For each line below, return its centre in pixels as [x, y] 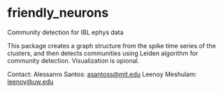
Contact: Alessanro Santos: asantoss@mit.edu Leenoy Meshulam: [102, 74]
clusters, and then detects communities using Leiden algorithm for [103, 53]
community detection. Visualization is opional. [73, 60]
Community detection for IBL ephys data [65, 32]
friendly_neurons [58, 13]
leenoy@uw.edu [30, 81]
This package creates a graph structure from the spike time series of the [112, 45]
